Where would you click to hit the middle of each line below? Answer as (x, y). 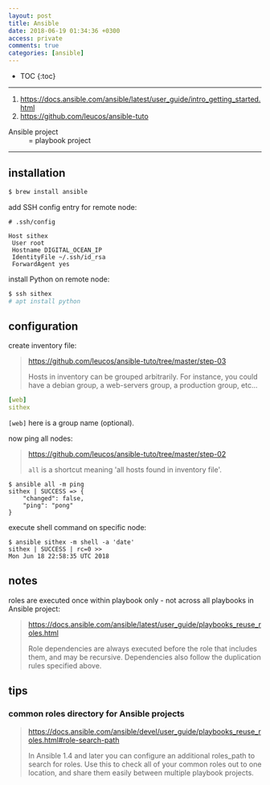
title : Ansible (34, 23)
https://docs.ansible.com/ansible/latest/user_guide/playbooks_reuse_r (144, 624)
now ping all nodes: (41, 438)
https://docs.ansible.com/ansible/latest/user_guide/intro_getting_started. (140, 99)
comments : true (34, 46)
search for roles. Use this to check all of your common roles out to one (145, 764)
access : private (35, 38)
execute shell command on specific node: (78, 527)
